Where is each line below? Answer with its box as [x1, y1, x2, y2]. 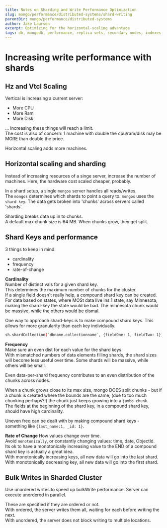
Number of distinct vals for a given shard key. [5, 281, 98, 287]
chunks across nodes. [5, 377, 51, 383]
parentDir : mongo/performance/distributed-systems [5, 16, 112, 21]
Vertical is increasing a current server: [5, 95, 83, 101]
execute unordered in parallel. [5, 492, 67, 498]
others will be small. [5, 362, 46, 368]
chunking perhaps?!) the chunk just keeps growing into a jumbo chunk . [5, 397, 149, 403]
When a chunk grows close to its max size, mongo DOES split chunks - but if [5, 387, 162, 393]
